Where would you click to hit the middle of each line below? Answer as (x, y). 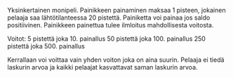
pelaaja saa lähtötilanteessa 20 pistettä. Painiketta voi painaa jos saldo (109, 18)
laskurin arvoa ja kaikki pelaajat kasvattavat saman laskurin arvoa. (102, 67)
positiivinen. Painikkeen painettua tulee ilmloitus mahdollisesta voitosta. (111, 25)
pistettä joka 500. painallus (46, 46)
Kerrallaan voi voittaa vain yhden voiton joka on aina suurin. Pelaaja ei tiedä (116, 60)
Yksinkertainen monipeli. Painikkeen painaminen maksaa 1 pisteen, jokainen (116, 10)
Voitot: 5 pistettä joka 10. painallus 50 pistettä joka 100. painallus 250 (106, 39)
